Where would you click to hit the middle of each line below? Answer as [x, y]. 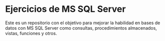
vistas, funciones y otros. [31, 33]
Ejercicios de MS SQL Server [65, 9]
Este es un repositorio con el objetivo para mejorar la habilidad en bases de [83, 23]
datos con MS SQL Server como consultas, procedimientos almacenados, [81, 28]
